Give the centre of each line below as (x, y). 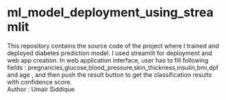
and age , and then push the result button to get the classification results (110, 74)
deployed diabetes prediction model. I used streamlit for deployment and (110, 53)
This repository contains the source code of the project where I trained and (113, 46)
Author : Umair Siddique (41, 89)
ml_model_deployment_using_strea (110, 13)
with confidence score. (39, 82)
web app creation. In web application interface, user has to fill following (108, 60)
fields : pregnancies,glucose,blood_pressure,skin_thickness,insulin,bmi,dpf (113, 67)
